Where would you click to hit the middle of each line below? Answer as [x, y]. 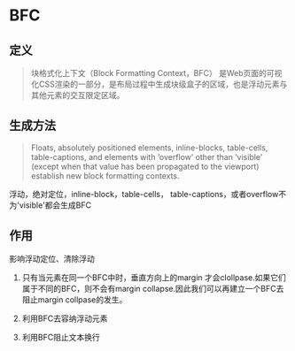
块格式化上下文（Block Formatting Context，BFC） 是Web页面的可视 [156, 73]
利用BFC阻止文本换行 [61, 337]
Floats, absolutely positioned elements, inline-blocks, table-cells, [149, 148]
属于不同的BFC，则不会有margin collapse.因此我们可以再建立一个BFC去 [153, 288]
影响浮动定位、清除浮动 [52, 258]
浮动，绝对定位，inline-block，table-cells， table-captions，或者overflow [144, 194]
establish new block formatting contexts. [105, 175]
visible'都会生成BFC [55, 205]
